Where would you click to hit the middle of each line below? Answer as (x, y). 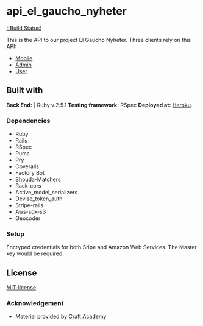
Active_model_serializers (46, 193)
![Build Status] (24, 28)
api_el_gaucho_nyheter (66, 11)
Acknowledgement (35, 303)
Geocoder (28, 218)
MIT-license (21, 288)
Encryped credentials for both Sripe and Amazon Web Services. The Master (101, 247)
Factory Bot (30, 173)
